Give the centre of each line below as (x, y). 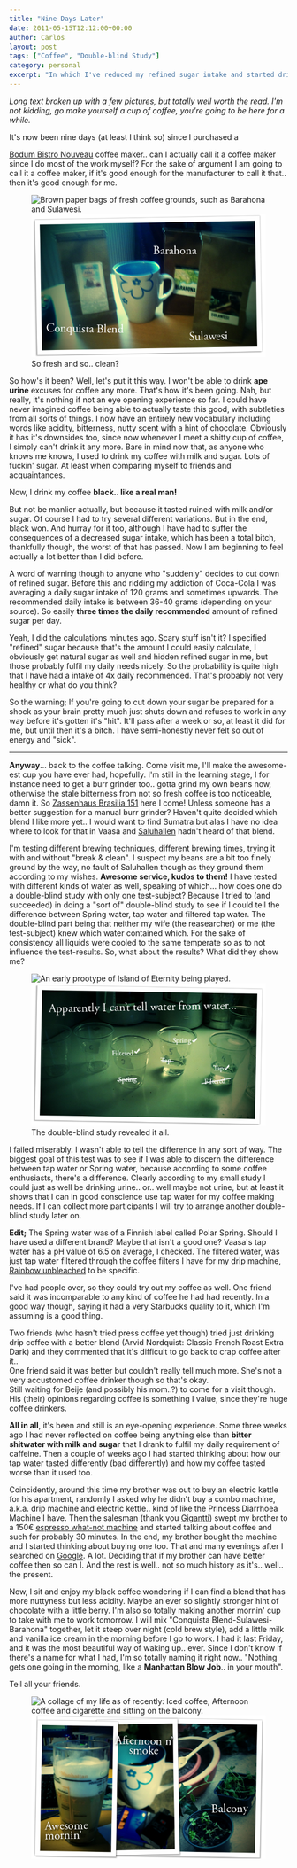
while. (20, 120)
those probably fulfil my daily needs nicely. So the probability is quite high (144, 665)
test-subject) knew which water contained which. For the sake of (127, 933)
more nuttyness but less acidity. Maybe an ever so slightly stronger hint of (144, 1601)
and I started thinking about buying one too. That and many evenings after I (146, 1546)
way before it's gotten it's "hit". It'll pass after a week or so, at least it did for (147, 720)
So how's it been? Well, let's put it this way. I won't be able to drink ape (138, 380)
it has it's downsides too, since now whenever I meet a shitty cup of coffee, (147, 437)
